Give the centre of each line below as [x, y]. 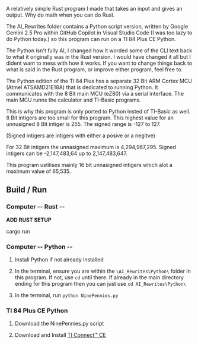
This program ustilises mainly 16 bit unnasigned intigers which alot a [90, 165]
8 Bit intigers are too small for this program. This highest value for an [90, 118]
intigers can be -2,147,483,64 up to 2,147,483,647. [67, 153]
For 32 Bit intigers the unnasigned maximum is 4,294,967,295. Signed [91, 147]
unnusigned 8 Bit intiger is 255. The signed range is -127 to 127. [84, 124]
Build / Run [27, 190]
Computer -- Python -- [39, 247]
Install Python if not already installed [59, 259]
